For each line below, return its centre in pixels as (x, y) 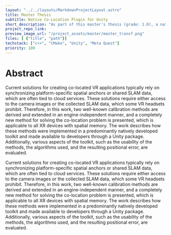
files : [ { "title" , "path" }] (36, 39)
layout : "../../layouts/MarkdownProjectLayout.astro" (64, 10)
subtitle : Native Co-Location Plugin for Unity (57, 19)
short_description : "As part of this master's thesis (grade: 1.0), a (82, 24)
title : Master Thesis (28, 15)
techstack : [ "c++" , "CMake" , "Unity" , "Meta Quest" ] (62, 43)
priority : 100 (20, 48)
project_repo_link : (26, 29)
